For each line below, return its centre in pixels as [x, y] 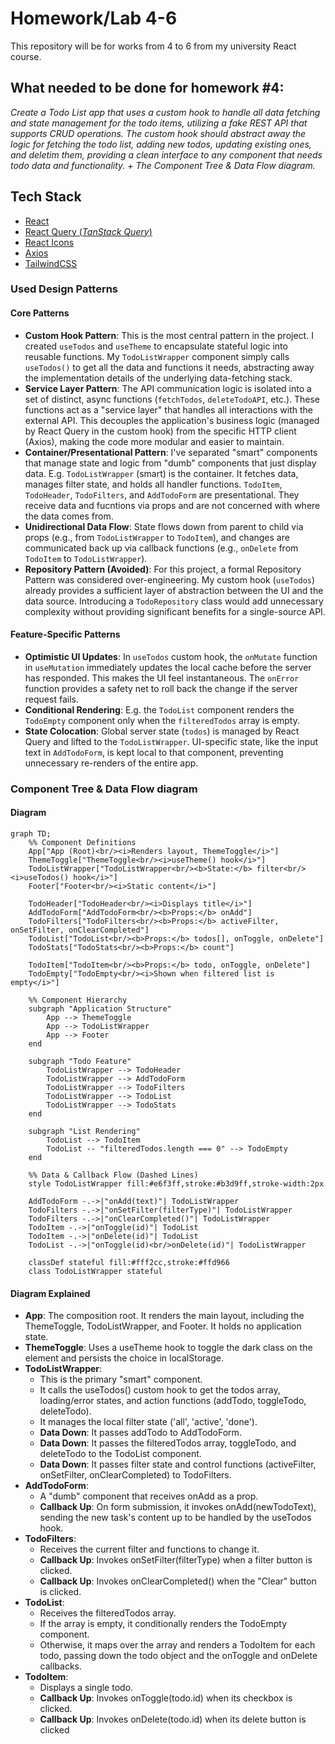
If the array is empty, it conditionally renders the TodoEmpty [163, 1624]
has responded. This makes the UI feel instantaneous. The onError [162, 678]
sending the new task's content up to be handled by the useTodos [175, 1518]
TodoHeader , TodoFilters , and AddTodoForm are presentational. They [162, 494]
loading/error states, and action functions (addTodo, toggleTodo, [173, 1401]
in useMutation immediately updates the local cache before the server [168, 667]
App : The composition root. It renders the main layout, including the [164, 1316]
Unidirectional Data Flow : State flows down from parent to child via [164, 526]
